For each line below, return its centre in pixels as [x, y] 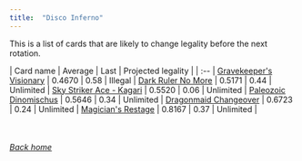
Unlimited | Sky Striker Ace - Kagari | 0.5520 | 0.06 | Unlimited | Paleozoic [148, 90]
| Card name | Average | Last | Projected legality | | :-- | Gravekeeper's [141, 71]
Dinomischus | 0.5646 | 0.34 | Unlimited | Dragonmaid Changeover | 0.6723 [151, 99]
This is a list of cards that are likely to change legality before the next [139, 43]
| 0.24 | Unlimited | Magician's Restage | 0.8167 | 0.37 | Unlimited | [133, 109]
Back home [31, 147]
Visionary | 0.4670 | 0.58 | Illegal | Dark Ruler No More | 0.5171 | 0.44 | [141, 80]
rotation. [25, 53]
